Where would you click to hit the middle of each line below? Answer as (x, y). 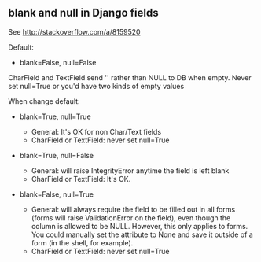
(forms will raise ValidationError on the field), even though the (131, 218)
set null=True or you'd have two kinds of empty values (96, 86)
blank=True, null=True (55, 116)
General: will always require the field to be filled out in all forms (133, 209)
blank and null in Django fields (83, 13)
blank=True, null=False (57, 155)
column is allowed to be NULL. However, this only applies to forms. (140, 226)
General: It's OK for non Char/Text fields (96, 131)
